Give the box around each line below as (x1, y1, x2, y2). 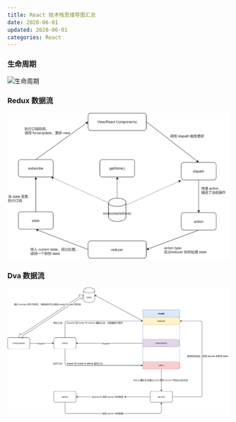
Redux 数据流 (7, 96, 54, 106)
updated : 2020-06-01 (7, 26, 69, 33)
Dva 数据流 (7, 270, 45, 280)
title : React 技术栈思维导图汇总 (7, 11, 97, 18)
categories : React (7, 34, 61, 41)
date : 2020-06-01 (7, 18, 59, 26)
